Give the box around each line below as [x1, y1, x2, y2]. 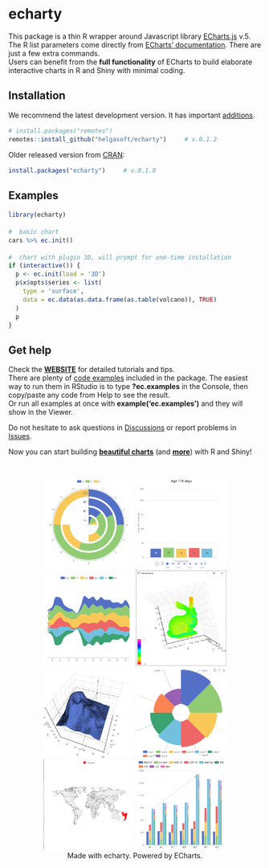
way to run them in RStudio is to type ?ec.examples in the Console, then [8, 382, 249, 391]
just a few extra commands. [8, 48, 100, 58]
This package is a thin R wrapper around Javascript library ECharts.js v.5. [8, 31, 251, 41]
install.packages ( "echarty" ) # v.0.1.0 [8, 166, 157, 174]
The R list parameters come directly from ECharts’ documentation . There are [8, 39, 262, 49]
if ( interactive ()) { [8, 262, 81, 270]
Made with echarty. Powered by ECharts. [67, 851, 203, 861]
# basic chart [8, 227, 59, 235]
